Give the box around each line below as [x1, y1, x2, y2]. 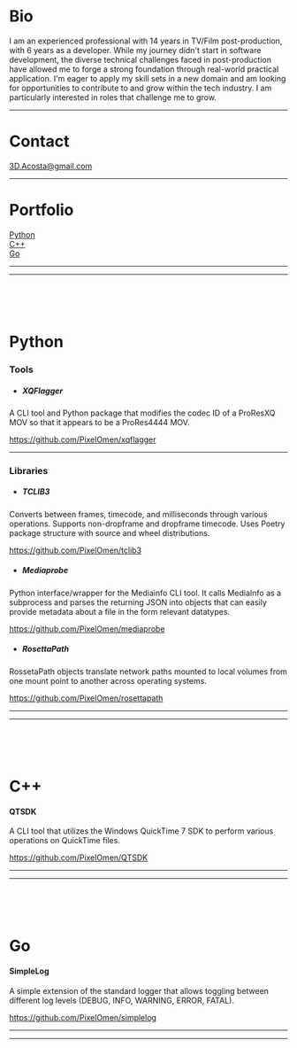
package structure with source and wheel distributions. [9, 527, 210, 538]
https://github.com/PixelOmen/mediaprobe [9, 623, 165, 634]
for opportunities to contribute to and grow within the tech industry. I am [9, 82, 272, 93]
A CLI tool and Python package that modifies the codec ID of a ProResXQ [9, 408, 276, 418]
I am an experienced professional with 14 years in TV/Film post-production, [9, 35, 283, 46]
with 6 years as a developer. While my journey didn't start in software [9, 44, 262, 55]
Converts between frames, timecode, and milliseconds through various [9, 508, 268, 519]
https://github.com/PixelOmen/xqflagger [9, 434, 156, 445]
